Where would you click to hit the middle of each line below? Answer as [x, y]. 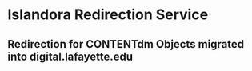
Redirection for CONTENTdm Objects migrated [126, 44]
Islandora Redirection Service [108, 15]
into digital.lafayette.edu [70, 56]
